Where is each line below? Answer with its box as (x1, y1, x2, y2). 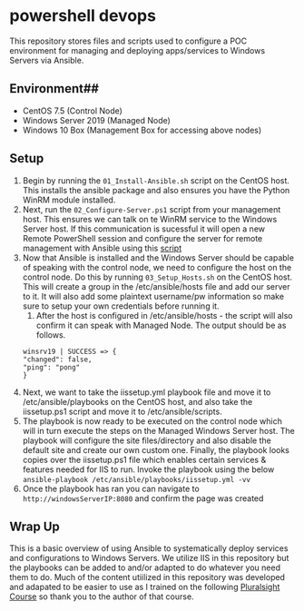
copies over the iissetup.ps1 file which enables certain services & (22, 454, 267, 465)
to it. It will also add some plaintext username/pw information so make (22, 291, 284, 301)
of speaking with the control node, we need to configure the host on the (22, 261, 292, 272)
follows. (35, 329, 66, 340)
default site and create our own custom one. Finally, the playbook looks (22, 444, 290, 455)
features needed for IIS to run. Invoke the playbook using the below (22, 464, 275, 475)
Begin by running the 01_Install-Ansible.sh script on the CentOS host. (22, 174, 290, 186)
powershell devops (9, 5, 157, 26)
